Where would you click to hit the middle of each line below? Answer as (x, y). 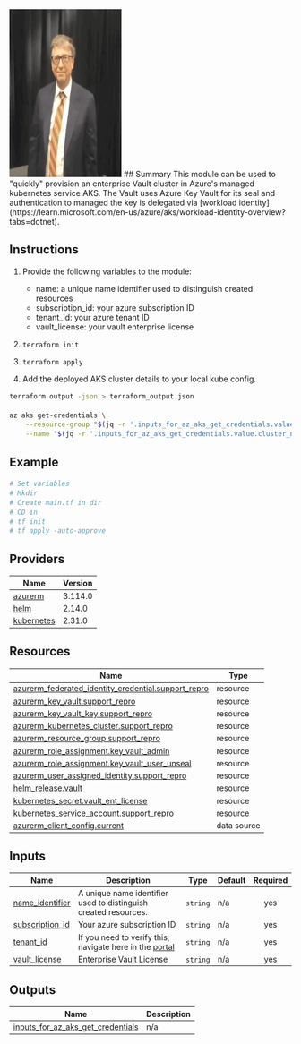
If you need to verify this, (124, 937)
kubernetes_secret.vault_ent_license (80, 800)
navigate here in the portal (126, 946)
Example (34, 462)
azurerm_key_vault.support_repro (74, 701)
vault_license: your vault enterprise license (115, 327)
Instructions (44, 250)
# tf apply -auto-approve (57, 531)
